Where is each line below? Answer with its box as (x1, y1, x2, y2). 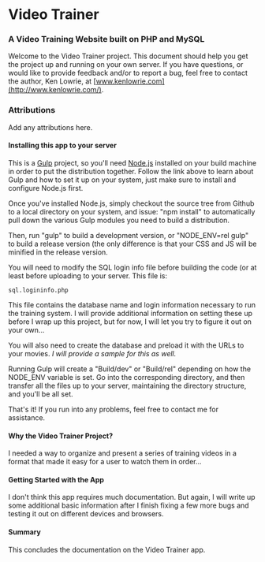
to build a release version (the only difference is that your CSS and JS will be (8, 239, 257, 248)
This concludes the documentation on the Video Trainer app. (8, 545, 206, 554)
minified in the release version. (8, 247, 108, 257)
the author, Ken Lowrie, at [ (8, 76, 96, 86)
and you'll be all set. (8, 389, 73, 399)
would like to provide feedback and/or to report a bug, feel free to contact (8, 69, 248, 78)
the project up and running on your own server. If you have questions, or (8, 60, 244, 69)
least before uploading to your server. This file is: (8, 270, 168, 281)
